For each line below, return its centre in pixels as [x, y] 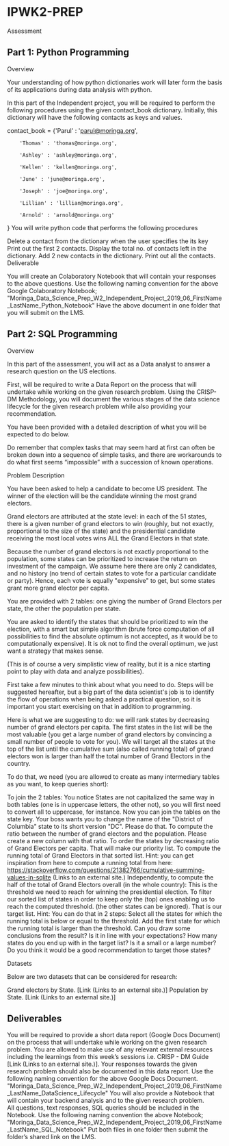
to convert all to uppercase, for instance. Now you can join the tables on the [114, 812]
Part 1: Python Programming [68, 52]
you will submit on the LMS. [46, 312]
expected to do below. [38, 434]
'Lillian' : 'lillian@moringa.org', [72, 203]
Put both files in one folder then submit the [148, 1130]
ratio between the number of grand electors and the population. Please [107, 834]
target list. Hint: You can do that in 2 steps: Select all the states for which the [114, 913]
